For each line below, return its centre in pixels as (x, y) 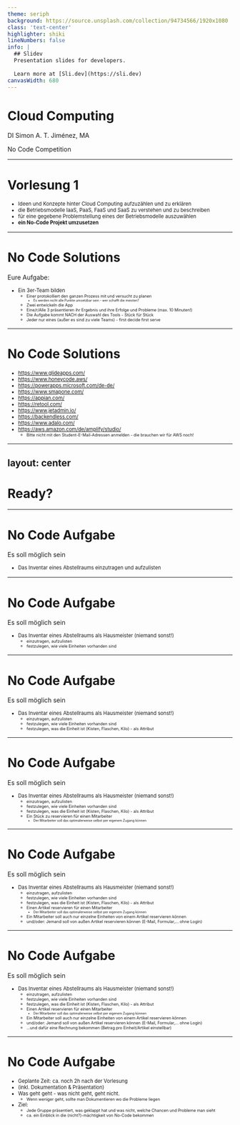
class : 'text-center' (40, 27)
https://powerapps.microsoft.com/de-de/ (66, 386)
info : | (19, 47)
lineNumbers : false (36, 41)
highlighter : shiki (36, 34)
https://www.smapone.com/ (51, 392)
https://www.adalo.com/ (46, 423)
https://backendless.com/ (48, 417)
